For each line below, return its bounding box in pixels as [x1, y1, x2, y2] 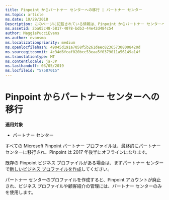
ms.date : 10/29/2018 [5, 17, 49, 22]
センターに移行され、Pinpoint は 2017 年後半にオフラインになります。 [5, 149, 150, 155]
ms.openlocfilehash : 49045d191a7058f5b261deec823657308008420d [5, 45, 141, 50]
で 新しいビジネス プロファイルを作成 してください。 [5, 166, 112, 172]
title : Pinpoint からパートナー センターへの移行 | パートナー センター [5, 7, 142, 13]
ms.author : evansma [5, 36, 46, 41]
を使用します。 [5, 189, 36, 195]
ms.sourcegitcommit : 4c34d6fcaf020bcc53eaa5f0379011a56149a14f [5, 49, 141, 54]
